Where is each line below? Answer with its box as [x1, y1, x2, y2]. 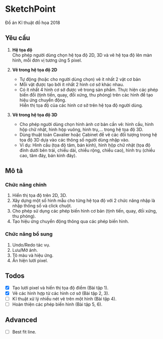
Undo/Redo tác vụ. [12, 242, 50, 248]
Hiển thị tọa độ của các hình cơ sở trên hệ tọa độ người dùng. [19, 102, 143, 108]
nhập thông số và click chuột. [12, 203, 72, 209]
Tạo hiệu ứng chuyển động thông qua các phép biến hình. [12, 218, 129, 224]
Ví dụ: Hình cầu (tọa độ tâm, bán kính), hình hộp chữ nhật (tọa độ [19, 142, 151, 148]
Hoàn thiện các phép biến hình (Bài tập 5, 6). [12, 301, 103, 307]
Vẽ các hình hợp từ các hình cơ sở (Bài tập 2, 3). [12, 290, 110, 296]
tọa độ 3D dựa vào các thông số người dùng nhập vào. [19, 137, 130, 143]
